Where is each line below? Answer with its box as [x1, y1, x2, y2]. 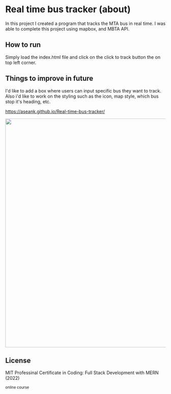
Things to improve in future [5, 74, 94, 83]
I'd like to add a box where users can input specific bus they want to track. [5, 87, 162, 94]
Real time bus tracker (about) [5, 4, 131, 15]
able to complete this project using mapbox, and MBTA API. [5, 25, 130, 32]
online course [5, 385, 30, 390]
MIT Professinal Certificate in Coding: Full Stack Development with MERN [5, 370, 159, 376]
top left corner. [5, 59, 37, 66]
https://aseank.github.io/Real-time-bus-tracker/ [5, 108, 105, 114]
